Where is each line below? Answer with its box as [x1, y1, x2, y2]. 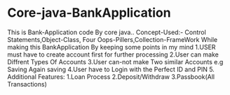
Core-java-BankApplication [7, 5, 171, 21]
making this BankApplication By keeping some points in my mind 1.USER [7, 43, 216, 51]
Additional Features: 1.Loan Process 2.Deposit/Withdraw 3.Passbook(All [7, 72, 215, 81]
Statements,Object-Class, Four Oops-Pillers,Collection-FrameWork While [7, 35, 218, 43]
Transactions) [7, 80, 48, 88]
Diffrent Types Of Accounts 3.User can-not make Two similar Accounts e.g [7, 57, 224, 66]
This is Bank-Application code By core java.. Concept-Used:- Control [7, 28, 207, 36]
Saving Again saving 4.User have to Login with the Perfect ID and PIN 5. [7, 65, 215, 73]
